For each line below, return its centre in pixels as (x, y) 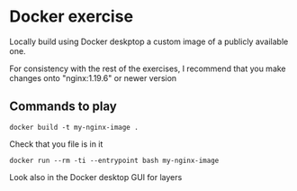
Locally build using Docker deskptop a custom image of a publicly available (149, 41)
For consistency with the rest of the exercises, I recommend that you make (148, 68)
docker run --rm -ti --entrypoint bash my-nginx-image (114, 160)
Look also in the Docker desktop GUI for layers (96, 177)
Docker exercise (71, 17)
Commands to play (63, 107)
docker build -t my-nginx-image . (74, 127)
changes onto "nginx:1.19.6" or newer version (93, 77)
